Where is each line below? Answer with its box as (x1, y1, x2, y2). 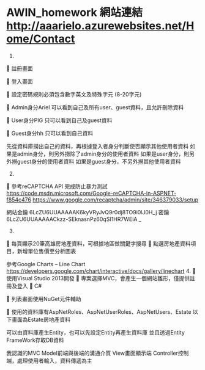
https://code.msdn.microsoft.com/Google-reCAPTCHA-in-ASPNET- (6, 189, 177, 197)
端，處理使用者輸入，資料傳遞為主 (6, 357, 92, 364)
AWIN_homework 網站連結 (6, 5, 143, 20)
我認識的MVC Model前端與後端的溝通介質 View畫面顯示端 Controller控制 (6, 349, 189, 357)
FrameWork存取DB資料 (6, 336, 64, 344)
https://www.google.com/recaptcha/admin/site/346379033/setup (32, 196, 199, 203)
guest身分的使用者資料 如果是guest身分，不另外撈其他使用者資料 (17, 158, 181, 165)
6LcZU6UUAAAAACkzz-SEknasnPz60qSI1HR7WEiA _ (6, 215, 142, 223)
